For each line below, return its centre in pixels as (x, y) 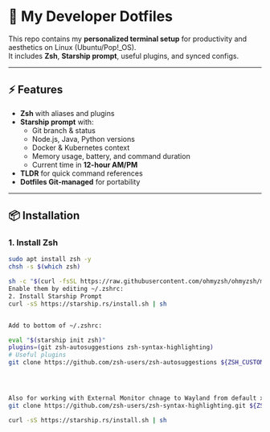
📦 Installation (44, 216)
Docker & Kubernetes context (81, 147)
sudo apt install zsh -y (50, 260)
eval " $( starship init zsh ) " (57, 340)
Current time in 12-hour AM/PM (85, 164)
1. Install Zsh (33, 243)
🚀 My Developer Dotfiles (91, 17)
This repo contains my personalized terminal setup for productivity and (128, 39)
